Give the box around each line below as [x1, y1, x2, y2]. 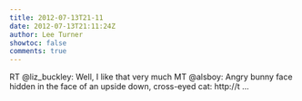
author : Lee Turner [9, 30, 84, 39]
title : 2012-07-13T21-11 [9, 13, 104, 23]
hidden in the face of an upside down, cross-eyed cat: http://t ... [9, 81, 250, 92]
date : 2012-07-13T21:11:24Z [9, 22, 116, 31]
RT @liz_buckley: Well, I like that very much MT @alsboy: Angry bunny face [9, 71, 293, 82]
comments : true [9, 47, 67, 56]
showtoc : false [9, 38, 67, 48]
